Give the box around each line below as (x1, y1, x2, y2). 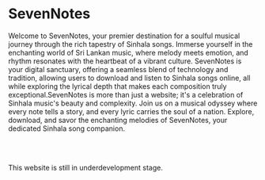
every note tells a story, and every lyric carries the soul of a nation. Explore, (8, 106, 255, 116)
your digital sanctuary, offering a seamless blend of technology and (8, 64, 229, 74)
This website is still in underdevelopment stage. (8, 163, 164, 172)
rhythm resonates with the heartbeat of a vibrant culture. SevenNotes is (8, 56, 242, 66)
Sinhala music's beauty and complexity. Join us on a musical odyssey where (8, 98, 258, 108)
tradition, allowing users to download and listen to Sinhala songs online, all (8, 73, 251, 82)
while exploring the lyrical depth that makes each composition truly (8, 81, 227, 91)
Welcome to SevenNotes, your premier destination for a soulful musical (8, 31, 240, 40)
